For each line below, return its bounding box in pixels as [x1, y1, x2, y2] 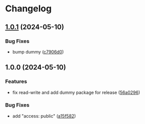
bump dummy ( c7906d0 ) [12, 49, 64, 55]
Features [5, 78, 27, 85]
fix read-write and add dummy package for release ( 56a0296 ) [12, 89, 141, 95]
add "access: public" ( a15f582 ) [12, 113, 76, 119]
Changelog [5, 3, 52, 14]
